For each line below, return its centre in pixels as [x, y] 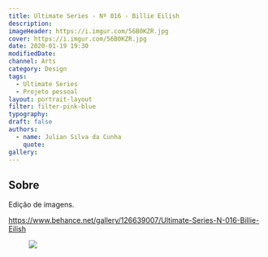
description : [30, 24]
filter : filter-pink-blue [52, 107]
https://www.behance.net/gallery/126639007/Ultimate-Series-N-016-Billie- [134, 220]
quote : [34, 144]
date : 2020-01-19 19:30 [49, 46]
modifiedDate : [32, 54]
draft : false [30, 122]
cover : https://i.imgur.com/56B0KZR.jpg [78, 39]
